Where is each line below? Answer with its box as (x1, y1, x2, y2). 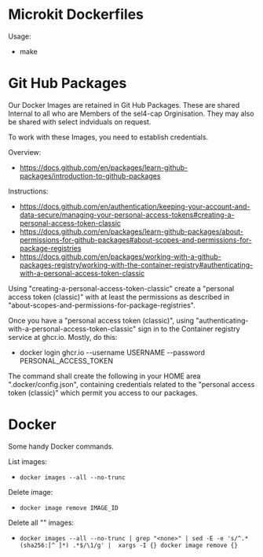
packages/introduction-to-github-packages (19, 171, 161, 180)
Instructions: (8, 186, 49, 196)
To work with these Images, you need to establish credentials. (8, 132, 209, 142)
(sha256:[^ (19, 541, 56, 549)
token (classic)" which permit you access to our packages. (8, 388, 198, 397)
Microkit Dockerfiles (8, 6, 144, 24)
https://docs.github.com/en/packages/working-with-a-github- (19, 252, 221, 261)
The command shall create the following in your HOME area (8, 371, 201, 381)
